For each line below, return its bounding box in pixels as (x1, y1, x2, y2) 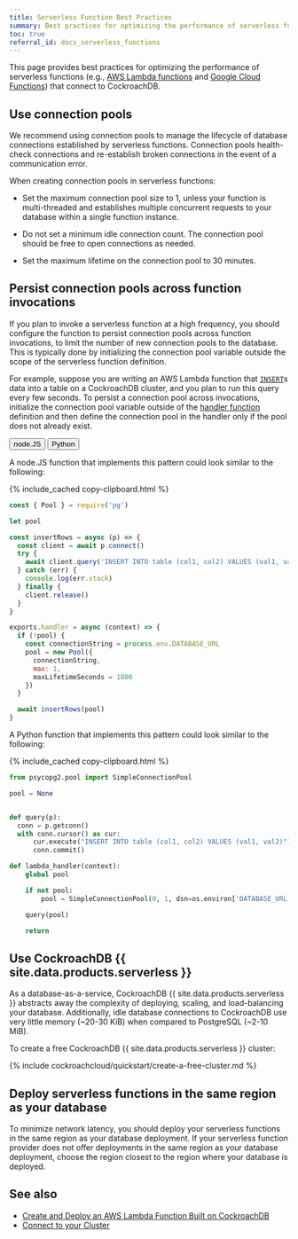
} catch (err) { (17, 566, 77, 575)
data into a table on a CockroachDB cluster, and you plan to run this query (9, 382, 279, 393)
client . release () (25, 591, 90, 600)
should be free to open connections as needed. (21, 239, 196, 249)
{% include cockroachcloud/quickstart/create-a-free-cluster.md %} (9, 1061, 257, 1071)
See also (9, 1187, 58, 1202)
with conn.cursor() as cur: (17, 829, 122, 838)
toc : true (9, 29, 46, 38)
